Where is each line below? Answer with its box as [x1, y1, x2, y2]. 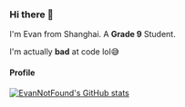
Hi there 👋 [9, 8, 55, 21]
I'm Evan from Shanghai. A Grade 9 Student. [9, 29, 176, 40]
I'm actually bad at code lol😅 [9, 46, 120, 57]
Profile [9, 67, 36, 78]
